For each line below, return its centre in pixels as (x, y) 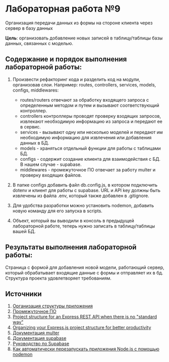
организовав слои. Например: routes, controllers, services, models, (84, 84)
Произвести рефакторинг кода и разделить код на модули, (76, 79)
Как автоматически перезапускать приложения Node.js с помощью (86, 349)
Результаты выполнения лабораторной (71, 247)
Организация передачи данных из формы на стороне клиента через (79, 23)
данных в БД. (35, 143)
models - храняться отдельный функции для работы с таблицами (91, 148)
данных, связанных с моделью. (39, 43)
